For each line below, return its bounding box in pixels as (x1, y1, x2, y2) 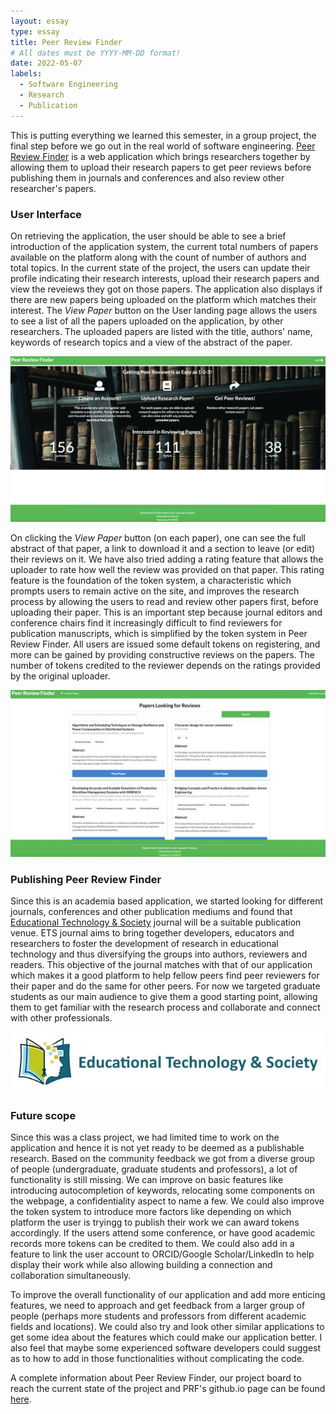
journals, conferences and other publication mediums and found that (10, 906, 293, 918)
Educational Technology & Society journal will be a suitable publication (10, 916, 302, 929)
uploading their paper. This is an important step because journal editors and (10, 606, 323, 619)
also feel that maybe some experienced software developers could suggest (10, 1342, 322, 1354)
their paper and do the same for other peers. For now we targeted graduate (10, 980, 321, 992)
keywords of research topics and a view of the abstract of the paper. (10, 336, 293, 348)
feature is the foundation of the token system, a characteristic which (10, 575, 292, 587)
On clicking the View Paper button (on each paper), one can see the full (10, 532, 306, 544)
